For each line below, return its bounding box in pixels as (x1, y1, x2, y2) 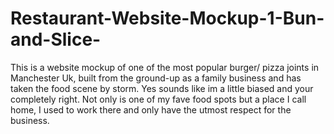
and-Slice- (10, 28, 102, 51)
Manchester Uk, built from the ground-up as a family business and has (10, 72, 302, 84)
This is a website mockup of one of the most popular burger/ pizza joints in (10, 61, 320, 73)
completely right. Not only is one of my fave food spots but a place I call (10, 93, 307, 105)
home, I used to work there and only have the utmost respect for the (10, 103, 292, 116)
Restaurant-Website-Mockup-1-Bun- (10, 7, 325, 30)
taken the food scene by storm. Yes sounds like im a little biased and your (10, 82, 314, 94)
